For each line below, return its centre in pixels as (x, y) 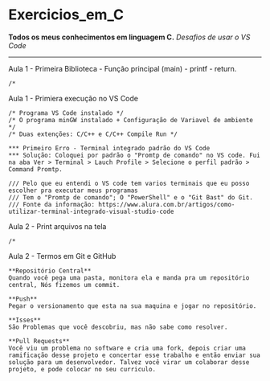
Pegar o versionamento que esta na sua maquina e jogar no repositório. (133, 306)
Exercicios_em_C (66, 15)
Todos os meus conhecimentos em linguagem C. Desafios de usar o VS (129, 37)
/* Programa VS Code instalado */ (66, 113)
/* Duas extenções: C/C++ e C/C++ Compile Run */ (93, 134)
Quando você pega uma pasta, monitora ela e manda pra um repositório (129, 278)
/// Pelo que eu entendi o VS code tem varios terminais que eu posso (129, 183)
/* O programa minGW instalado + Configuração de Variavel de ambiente (131, 120)
